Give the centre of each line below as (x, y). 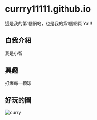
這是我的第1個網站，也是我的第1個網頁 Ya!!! (48, 23)
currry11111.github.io (48, 9)
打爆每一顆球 (18, 83)
